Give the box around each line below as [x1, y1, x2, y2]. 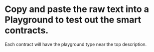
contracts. [4, 25, 49, 36]
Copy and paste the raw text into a [4, 3, 150, 15]
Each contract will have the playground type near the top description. [4, 41, 147, 47]
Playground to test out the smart [4, 14, 142, 25]
